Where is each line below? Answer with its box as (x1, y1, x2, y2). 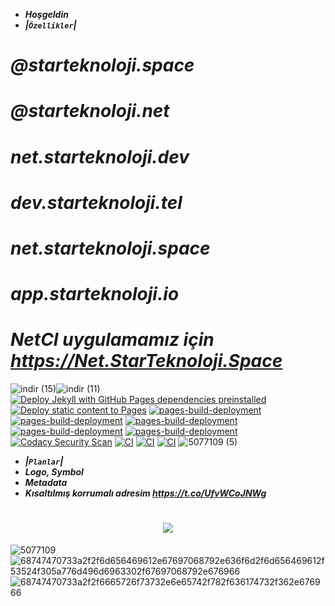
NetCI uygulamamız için (10, 329, 215, 351)
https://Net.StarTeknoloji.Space (10, 350, 283, 373)
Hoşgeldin (24, 9, 69, 20)
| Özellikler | (24, 19, 77, 31)
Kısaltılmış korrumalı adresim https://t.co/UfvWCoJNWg (24, 487, 267, 499)
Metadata (24, 477, 68, 489)
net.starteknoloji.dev (10, 145, 190, 168)
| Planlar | (24, 455, 64, 468)
